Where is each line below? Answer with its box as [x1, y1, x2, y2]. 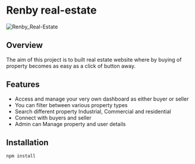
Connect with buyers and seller [14, 114, 92, 121]
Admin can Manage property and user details [14, 120, 126, 127]
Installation [6, 137, 49, 147]
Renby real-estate [6, 4, 97, 17]
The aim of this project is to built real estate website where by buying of [6, 56, 182, 63]
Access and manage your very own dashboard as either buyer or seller [14, 95, 189, 102]
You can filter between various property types [14, 101, 128, 108]
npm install [6, 153, 36, 159]
